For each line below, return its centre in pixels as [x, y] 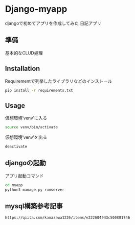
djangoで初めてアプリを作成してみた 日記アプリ [53, 23]
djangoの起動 [26, 163]
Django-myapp [36, 9]
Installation [22, 69]
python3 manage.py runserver [35, 190]
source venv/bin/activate [31, 127]
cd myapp [14, 185]
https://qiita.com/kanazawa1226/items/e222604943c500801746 [68, 218]
